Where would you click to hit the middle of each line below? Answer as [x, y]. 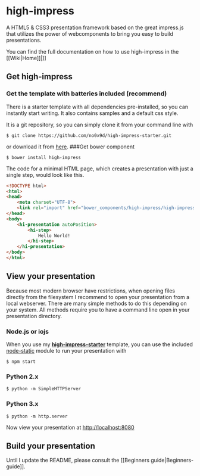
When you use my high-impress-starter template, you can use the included [100, 344]
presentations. [24, 40]
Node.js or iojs [28, 331]
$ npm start [21, 362]
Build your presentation [51, 446]
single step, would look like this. [45, 175]
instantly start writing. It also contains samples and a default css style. [92, 113]
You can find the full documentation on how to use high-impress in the [93, 51]
